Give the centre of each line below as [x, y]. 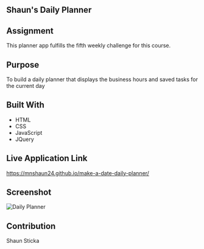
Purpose [23, 64]
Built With [25, 105]
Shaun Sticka [23, 241]
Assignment [30, 31]
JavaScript [29, 132]
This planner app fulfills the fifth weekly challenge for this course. [89, 46]
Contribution [31, 226]
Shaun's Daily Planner [49, 10]
